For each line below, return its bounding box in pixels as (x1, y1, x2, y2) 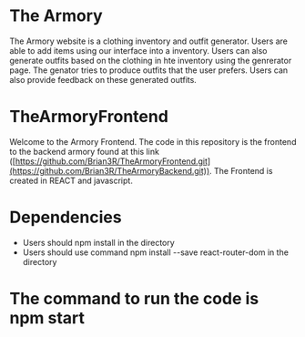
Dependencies (9, 207, 122, 228)
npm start (9, 308, 85, 328)
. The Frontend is (208, 165, 273, 176)
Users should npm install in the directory (22, 237, 175, 248)
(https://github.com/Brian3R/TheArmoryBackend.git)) (9, 165, 210, 176)
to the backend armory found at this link (9, 146, 159, 157)
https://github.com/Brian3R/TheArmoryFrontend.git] (15, 156, 211, 167)
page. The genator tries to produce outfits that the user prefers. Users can (9, 65, 289, 76)
